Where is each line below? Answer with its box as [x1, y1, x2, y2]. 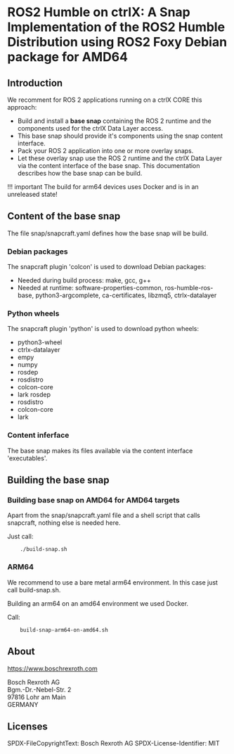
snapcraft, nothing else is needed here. [7, 519, 121, 527]
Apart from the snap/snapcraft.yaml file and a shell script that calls [7, 511, 200, 520]
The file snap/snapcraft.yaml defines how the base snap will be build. [7, 229, 209, 238]
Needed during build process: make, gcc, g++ [17, 276, 151, 285]
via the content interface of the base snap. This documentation [17, 162, 200, 169]
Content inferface [7, 430, 70, 440]
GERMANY [7, 700, 39, 708]
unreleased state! [7, 190, 58, 198]
